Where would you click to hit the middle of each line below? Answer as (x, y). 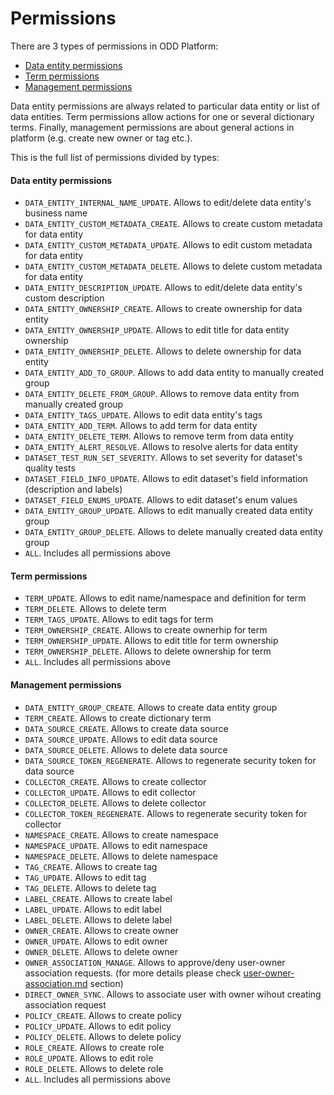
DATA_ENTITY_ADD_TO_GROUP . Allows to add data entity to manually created (174, 373)
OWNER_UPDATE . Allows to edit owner (96, 941)
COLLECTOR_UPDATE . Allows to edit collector (110, 792)
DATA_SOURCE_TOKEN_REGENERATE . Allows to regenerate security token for (170, 760)
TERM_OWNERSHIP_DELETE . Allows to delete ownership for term (148, 651)
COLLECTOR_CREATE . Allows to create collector (115, 781)
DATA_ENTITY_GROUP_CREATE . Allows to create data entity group (151, 707)
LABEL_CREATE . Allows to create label (98, 898)
